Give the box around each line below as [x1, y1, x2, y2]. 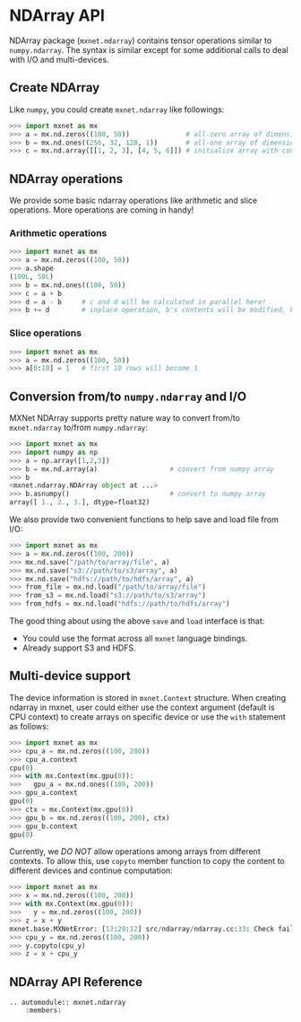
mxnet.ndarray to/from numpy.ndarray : [9, 423, 148, 433]
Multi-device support [9, 668, 132, 684]
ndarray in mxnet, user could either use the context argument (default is [9, 702, 275, 712]
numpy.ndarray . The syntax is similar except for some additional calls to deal [9, 44, 288, 55]
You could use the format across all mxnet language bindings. [21, 633, 248, 644]
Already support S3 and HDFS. [21, 642, 136, 653]
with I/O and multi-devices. [9, 54, 109, 65]
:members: [25, 1006, 63, 1015]
